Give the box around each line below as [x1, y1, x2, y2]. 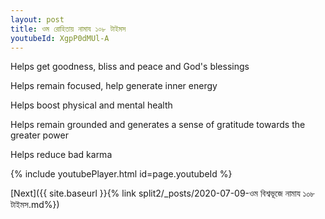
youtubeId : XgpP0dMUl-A [10, 33, 110, 43]
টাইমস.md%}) [10, 199, 60, 211]
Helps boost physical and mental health [10, 99, 173, 111]
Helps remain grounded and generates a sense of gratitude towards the [10, 119, 306, 131]
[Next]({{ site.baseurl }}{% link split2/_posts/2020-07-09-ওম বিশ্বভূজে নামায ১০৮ [10, 187, 316, 200]
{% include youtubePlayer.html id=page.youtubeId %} [10, 168, 233, 180]
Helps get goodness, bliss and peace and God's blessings [10, 61, 250, 73]
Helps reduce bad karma [10, 149, 113, 161]
